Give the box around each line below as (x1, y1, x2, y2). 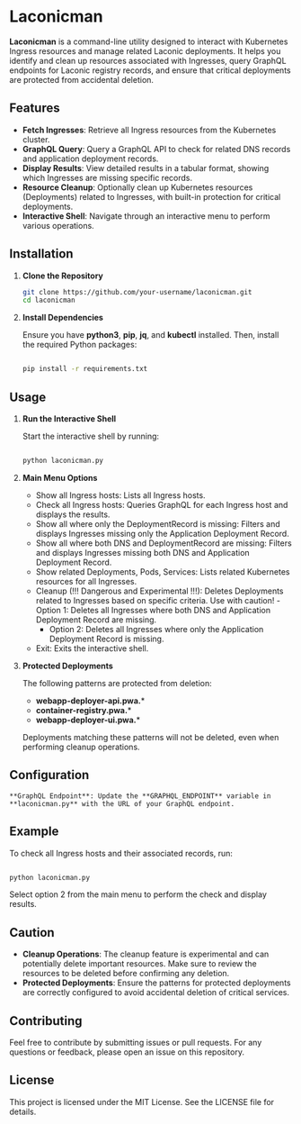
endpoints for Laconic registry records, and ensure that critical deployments (9, 65, 291, 76)
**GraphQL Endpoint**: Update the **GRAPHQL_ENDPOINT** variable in (9, 791, 271, 801)
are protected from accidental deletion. (9, 74, 155, 85)
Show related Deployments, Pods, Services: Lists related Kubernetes (35, 566, 290, 577)
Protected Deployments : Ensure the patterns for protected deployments (22, 977, 291, 988)
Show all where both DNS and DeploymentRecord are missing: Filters (35, 538, 292, 548)
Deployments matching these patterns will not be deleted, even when (22, 731, 279, 742)
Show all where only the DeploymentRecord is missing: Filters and (35, 518, 280, 529)
